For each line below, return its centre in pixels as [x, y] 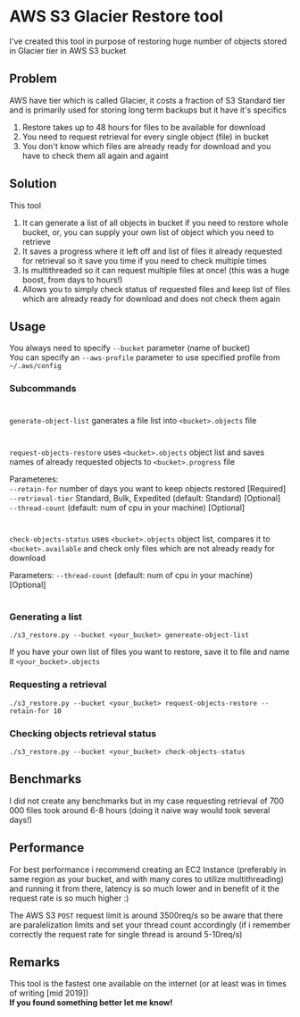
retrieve [37, 241]
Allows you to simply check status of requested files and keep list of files [156, 289]
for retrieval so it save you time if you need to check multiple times [145, 260]
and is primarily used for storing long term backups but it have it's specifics [148, 110]
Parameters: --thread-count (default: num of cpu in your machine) [131, 575]
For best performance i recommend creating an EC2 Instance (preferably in [148, 870]
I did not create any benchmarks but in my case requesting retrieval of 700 [146, 801]
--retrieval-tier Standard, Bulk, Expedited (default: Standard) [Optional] [145, 498]
